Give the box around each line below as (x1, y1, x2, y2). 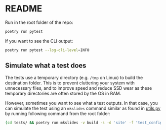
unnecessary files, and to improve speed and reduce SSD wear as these (5, 85, 152, 91)
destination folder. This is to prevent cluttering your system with (5, 80, 135, 86)
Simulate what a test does (5, 62, 86, 70)
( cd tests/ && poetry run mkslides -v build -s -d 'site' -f (5, 120, 134, 125)
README (5, 3, 42, 14)
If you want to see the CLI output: (5, 38, 73, 44)
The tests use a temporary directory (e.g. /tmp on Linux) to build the (5, 74, 143, 80)
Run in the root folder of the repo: (5, 19, 73, 25)
